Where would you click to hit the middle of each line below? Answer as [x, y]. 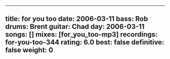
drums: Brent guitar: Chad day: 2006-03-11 [75, 27]
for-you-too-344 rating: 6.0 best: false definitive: [85, 42]
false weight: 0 [29, 50]
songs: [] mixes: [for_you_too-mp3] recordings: [81, 35]
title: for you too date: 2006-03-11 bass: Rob [77, 19]
